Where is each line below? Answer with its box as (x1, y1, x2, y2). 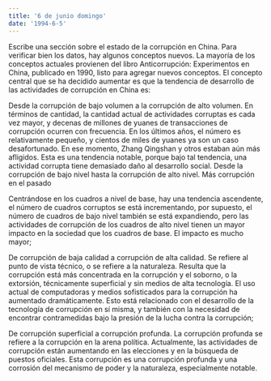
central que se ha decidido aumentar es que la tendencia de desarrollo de (8, 76, 255, 86)
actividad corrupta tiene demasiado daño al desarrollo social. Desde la (8, 161, 243, 170)
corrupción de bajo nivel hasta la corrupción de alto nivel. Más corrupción (8, 169, 255, 179)
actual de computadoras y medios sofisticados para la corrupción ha (8, 287, 238, 297)
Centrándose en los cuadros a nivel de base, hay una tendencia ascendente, (8, 194, 264, 203)
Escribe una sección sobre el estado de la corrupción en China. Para (8, 41, 237, 51)
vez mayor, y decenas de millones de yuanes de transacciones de (8, 118, 228, 127)
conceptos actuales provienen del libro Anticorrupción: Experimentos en (8, 58, 250, 69)
